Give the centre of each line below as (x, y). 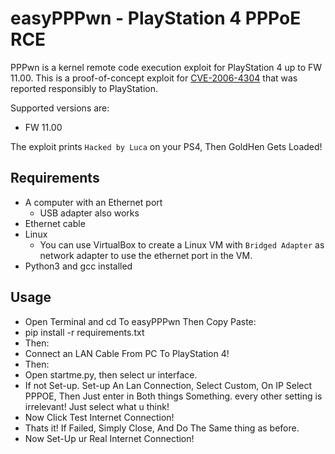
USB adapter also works (89, 213)
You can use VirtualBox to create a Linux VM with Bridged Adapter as (182, 244)
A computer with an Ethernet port (93, 202)
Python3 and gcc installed (78, 266)
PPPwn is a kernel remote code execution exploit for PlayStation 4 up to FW (166, 67)
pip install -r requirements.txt (84, 332)
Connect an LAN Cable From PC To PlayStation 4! (127, 353)
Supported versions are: (60, 108)
